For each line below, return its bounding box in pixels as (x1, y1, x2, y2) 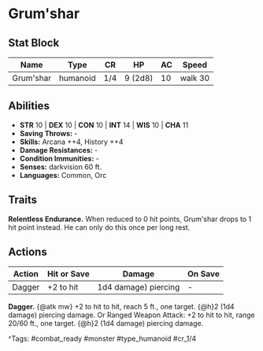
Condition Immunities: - (19, 153, 100, 163)
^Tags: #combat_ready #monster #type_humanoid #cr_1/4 (8, 334, 197, 343)
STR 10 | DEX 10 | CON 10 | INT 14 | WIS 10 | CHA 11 (19, 120, 189, 130)
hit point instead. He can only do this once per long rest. (8, 222, 191, 232)
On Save (187, 268, 220, 279)
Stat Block (8, 36, 60, 50)
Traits (8, 194, 38, 207)
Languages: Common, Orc (19, 170, 107, 179)
